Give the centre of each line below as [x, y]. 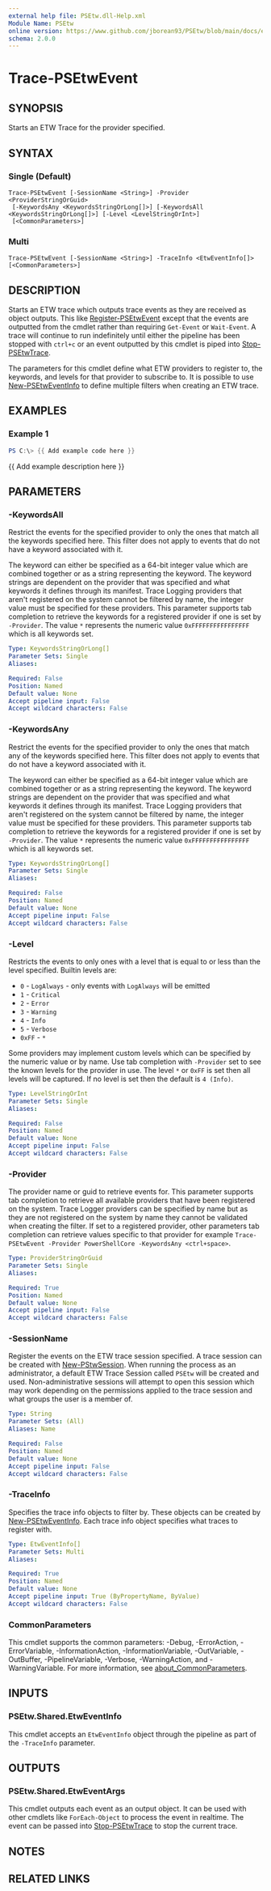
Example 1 [29, 434]
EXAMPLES [38, 411]
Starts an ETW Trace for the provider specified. [87, 128]
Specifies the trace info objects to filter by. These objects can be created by [134, 1512]
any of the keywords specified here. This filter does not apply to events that [134, 755]
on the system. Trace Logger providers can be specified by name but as [128, 1209]
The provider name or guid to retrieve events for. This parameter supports [131, 1192]
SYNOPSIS [36, 108]
